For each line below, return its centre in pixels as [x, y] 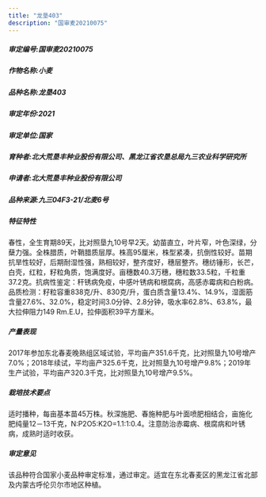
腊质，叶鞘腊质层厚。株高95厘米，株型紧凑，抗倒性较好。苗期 [151, 252]
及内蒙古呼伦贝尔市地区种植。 [57, 485]
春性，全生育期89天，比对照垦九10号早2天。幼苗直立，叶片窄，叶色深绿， [129, 243]
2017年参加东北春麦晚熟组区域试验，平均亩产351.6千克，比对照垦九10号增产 [132, 353]
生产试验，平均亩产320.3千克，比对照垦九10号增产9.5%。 [103, 373]
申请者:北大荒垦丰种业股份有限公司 [65, 178]
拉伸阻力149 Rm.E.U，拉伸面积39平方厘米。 [86, 312]
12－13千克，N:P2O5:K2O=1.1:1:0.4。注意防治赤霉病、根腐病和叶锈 [137, 424]
